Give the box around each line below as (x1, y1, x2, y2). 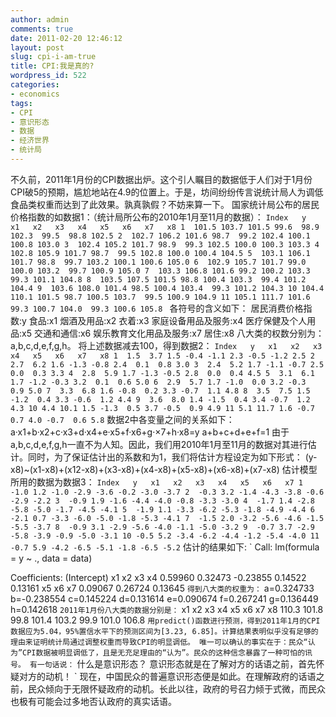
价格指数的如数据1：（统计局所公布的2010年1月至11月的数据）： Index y (10, 211, 307, 223)
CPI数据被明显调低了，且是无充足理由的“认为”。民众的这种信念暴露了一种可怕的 (22, 647, 306, 658)
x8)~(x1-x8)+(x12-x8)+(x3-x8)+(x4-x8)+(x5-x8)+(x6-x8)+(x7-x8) (10, 463, 280, 475)
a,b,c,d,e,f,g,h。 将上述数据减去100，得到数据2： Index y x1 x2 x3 (10, 339, 323, 351)
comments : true (10, 24, 74, 34)
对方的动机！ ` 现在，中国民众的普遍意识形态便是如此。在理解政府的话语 (18, 670, 317, 682)
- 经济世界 (10, 136, 50, 146)
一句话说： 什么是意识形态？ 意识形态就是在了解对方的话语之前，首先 (36, 657, 317, 670)
